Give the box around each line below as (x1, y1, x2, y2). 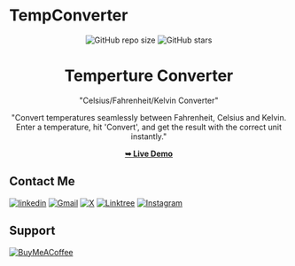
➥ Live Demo (124, 148, 174, 159)
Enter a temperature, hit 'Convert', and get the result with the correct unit (16, 121, 282, 132)
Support (9, 223, 56, 239)
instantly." (130, 130, 167, 142)
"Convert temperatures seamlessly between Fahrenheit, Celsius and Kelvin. (11, 112, 287, 122)
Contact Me (9, 174, 75, 189)
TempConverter (9, 5, 128, 26)
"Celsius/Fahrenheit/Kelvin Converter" (79, 95, 219, 106)
